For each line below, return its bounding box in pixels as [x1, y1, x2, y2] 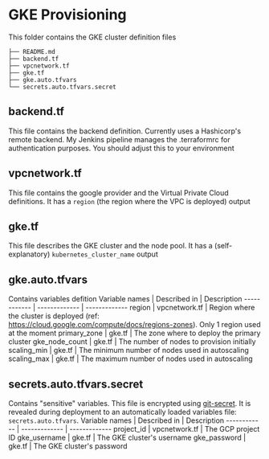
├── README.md [8, 47, 56, 55]
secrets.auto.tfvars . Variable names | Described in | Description [8, 416, 225, 425]
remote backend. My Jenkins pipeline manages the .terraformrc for [8, 134, 230, 144]
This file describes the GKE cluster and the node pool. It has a [8, 241, 213, 251]
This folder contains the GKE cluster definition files [8, 32, 177, 42]
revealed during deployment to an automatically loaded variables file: [8, 408, 237, 416]
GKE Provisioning [8, 6, 127, 24]
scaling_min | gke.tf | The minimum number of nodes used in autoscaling [8, 346, 249, 355]
